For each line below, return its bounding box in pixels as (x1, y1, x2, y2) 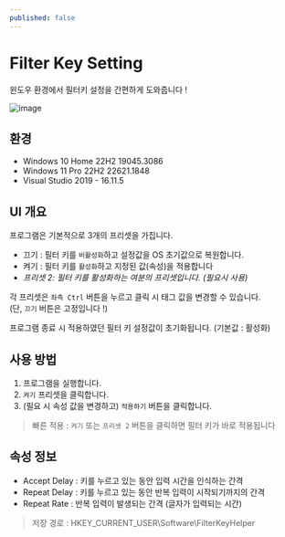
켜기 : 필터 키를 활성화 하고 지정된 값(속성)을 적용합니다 (22, 261, 214, 272)
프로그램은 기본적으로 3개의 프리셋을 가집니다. (9, 230, 174, 241)
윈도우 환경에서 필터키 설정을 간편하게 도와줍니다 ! (9, 84, 188, 95)
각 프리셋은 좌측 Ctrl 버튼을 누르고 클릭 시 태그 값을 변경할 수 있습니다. (9, 291, 261, 302)
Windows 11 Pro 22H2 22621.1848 (22, 165, 151, 176)
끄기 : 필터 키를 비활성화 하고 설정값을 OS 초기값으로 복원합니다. (22, 249, 245, 260)
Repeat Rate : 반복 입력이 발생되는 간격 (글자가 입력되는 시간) (22, 498, 242, 509)
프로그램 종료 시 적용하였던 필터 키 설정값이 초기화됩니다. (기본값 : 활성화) (9, 322, 271, 333)
